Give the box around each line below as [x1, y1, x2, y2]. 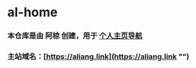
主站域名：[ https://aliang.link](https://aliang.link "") [7, 52, 190, 62]
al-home [7, 4, 58, 21]
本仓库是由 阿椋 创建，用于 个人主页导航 [7, 31, 143, 41]
